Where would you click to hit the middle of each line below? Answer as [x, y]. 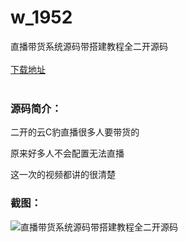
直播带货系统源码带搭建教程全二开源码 [89, 46]
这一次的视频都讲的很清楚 [63, 175]
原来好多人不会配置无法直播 [67, 153]
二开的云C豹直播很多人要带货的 [75, 132]
